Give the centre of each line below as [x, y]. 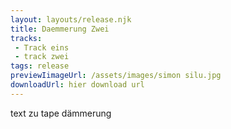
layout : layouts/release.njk [71, 19]
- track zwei [42, 57]
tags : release [40, 66]
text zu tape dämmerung [61, 113]
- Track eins [42, 47]
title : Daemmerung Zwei [60, 29]
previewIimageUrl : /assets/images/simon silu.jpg [116, 76]
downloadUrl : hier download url [77, 85]
